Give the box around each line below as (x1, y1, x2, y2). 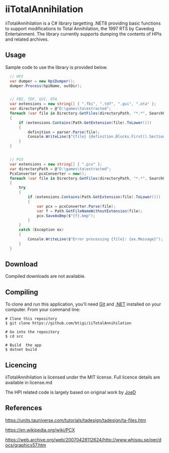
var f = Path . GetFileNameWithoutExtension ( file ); (37, 208, 143, 213)
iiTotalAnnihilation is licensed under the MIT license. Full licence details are (5, 374, 160, 380)
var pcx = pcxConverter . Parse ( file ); (37, 204, 116, 209)
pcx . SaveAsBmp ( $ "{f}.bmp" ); (37, 213, 96, 218)
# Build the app (5, 343, 42, 348)
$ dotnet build (5, 347, 37, 352)
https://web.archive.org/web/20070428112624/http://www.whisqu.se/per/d (5, 436, 162, 442)
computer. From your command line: (5, 307, 80, 313)
